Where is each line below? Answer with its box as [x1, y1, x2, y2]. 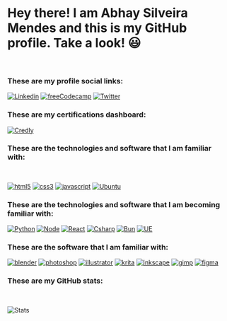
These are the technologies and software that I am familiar [7, 144, 212, 153]
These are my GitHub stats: [7, 276, 103, 286]
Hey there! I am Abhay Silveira [7, 5, 189, 21]
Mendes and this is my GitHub [7, 20, 187, 36]
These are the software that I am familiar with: [7, 243, 168, 252]
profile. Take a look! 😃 [7, 35, 141, 51]
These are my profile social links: [7, 76, 124, 86]
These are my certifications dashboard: [7, 110, 146, 119]
